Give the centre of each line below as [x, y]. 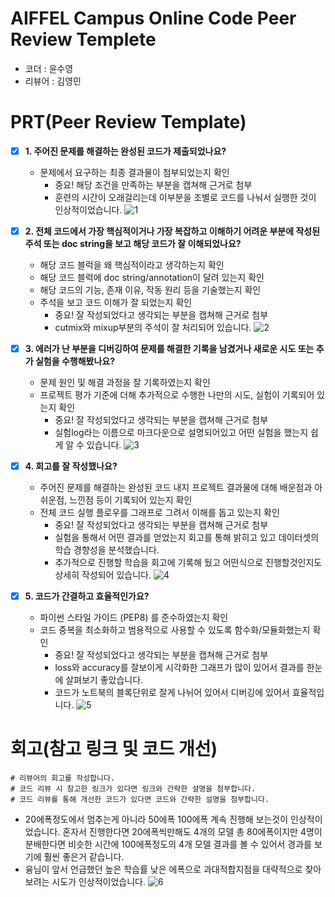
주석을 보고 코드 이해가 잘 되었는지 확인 [116, 302]
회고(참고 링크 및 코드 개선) [114, 749]
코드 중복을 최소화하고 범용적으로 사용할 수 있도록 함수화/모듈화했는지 [175, 630]
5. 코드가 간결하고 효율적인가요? [87, 596]
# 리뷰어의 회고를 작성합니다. [63, 778]
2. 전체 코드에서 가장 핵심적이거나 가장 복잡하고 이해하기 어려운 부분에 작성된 [172, 231]
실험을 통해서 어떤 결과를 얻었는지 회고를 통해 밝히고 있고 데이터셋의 [187, 538]
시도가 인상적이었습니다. [99, 882]
